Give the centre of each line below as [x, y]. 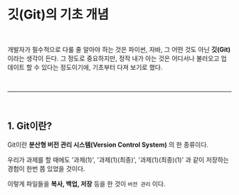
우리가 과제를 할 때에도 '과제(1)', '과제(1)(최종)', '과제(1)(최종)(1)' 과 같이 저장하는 [118, 159]
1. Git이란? [30, 126]
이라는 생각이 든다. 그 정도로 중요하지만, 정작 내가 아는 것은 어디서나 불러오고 [113, 58]
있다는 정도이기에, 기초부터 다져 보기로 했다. [102, 67]
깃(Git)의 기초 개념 [58, 15]
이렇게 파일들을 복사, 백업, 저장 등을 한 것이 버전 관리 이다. [86, 184]
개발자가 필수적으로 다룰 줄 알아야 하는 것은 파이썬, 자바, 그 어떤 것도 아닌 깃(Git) [119, 49]
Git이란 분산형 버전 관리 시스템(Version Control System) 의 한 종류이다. [108, 144]
